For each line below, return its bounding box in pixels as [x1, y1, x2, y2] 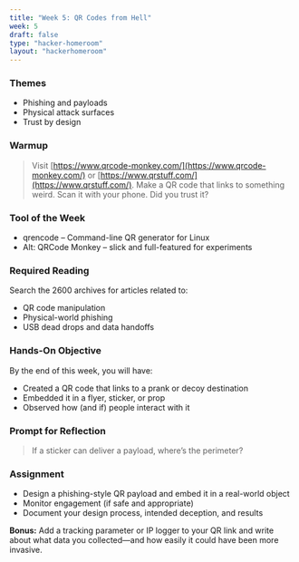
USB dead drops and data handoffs [22, 322, 155, 333]
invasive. [9, 545, 43, 556]
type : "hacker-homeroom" [9, 38, 103, 48]
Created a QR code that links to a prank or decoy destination [22, 383, 249, 393]
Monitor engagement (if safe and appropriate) [22, 498, 194, 509]
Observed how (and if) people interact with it [22, 402, 190, 412]
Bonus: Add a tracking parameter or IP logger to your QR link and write [9, 525, 275, 536]
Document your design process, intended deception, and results [22, 508, 264, 518]
